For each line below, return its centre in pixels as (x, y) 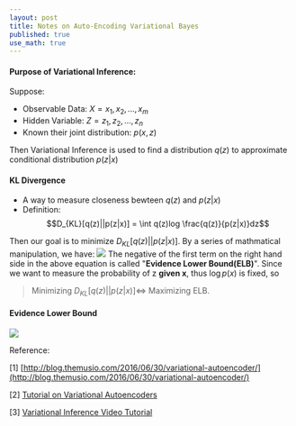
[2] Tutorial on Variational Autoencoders (83, 395)
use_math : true (38, 43)
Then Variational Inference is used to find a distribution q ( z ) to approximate (148, 150)
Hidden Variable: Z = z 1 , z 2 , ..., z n (83, 122)
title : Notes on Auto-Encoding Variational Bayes (104, 26)
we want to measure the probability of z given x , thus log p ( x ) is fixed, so (144, 273)
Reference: (30, 350)
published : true (40, 34)
